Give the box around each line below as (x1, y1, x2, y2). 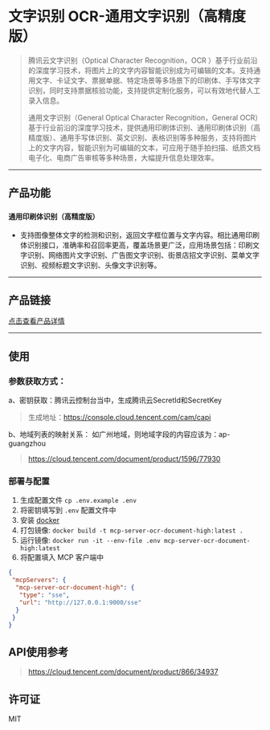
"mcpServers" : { (11, 576, 67, 585)
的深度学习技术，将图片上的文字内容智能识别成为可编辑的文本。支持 (27, 65, 254, 75)
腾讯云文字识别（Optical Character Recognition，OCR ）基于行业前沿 (27, 55, 258, 65)
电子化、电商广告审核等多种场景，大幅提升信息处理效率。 (27, 153, 219, 162)
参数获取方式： (8, 375, 67, 386)
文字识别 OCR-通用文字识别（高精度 (8, 7, 247, 26)
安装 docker (19, 516, 60, 525)
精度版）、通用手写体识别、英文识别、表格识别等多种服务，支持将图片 (27, 133, 257, 142)
